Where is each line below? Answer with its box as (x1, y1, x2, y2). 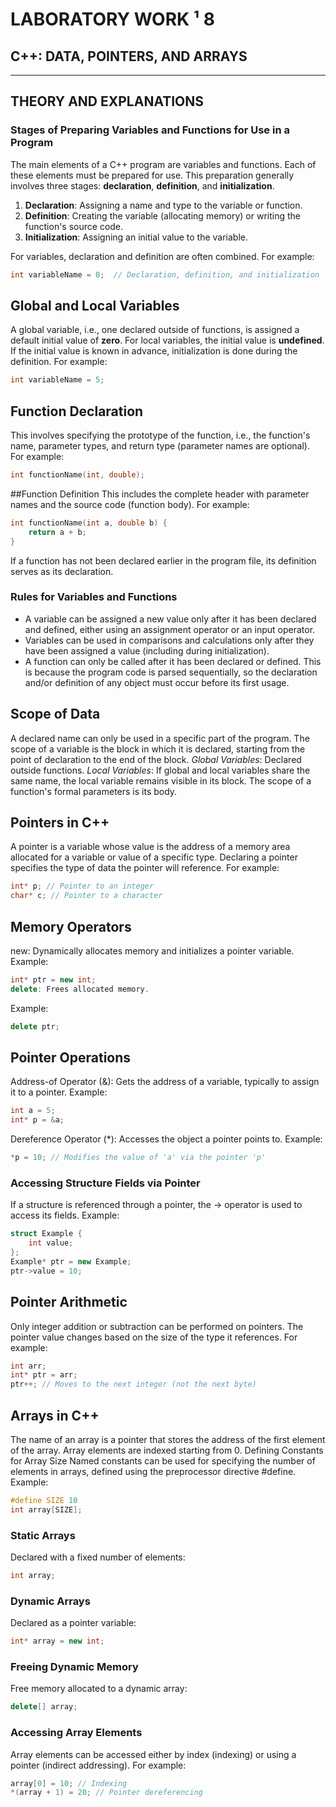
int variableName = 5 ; (10, 375, 105, 385)
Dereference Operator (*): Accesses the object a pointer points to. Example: (10, 1133, 323, 1145)
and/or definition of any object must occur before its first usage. (24, 676, 290, 688)
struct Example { (10, 1229, 83, 1239)
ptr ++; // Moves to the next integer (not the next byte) (10, 1379, 257, 1390)
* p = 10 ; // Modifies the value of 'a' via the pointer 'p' (10, 1153, 267, 1163)
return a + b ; (28, 527, 87, 537)
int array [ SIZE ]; (10, 1504, 83, 1515)
